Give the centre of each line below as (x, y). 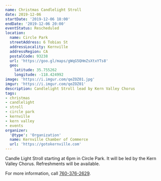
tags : (11, 93)
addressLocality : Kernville (39, 47)
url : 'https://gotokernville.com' (45, 144)
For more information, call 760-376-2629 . (48, 173)
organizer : (16, 130)
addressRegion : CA (29, 51)
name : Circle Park (29, 38)
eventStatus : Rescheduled (32, 28)
